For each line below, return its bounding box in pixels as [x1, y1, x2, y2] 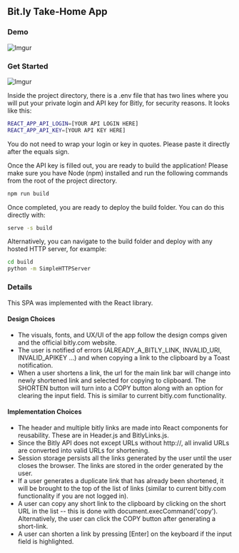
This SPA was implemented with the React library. [7, 298, 153, 307]
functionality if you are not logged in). [17, 492, 128, 500]
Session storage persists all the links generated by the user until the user [17, 453, 232, 462]
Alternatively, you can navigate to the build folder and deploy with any [7, 237, 213, 245]
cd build [7, 258, 34, 266]
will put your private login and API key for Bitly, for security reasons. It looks [7, 98, 230, 107]
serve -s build [7, 224, 53, 231]
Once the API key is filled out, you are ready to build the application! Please [7, 161, 228, 170]
